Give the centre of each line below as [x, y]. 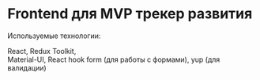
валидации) [27, 67]
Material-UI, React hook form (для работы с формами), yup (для [114, 59]
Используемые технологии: [54, 36]
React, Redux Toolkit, [42, 51]
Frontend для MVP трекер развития [130, 14]
